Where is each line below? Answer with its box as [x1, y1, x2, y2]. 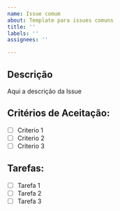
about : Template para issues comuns [7, 17, 114, 24]
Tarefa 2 [17, 189, 42, 197]
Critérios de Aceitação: [7, 107, 110, 119]
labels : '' [7, 29, 39, 37]
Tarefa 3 [17, 197, 42, 205]
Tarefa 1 [17, 181, 40, 189]
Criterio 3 [17, 142, 45, 150]
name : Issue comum [7, 10, 61, 18]
